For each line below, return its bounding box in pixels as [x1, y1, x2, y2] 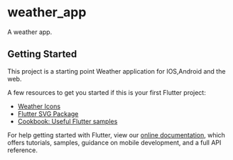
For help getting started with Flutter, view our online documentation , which [7, 130, 226, 139]
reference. [7, 146, 38, 154]
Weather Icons [17, 102, 61, 110]
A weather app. [7, 28, 53, 36]
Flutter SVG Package [17, 109, 79, 118]
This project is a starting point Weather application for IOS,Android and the [7, 67, 226, 75]
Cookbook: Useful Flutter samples [17, 117, 118, 125]
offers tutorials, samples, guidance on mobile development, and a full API [7, 138, 222, 147]
